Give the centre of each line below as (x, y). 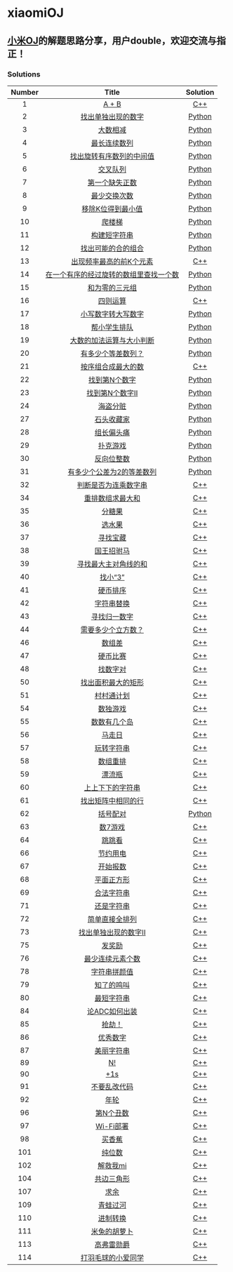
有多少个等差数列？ (112, 354)
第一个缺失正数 (112, 182)
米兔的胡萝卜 (112, 1231)
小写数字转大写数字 (112, 314)
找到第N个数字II (112, 393)
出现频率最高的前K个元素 (112, 261)
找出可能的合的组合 (112, 248)
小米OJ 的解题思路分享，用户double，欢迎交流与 (112, 40)
